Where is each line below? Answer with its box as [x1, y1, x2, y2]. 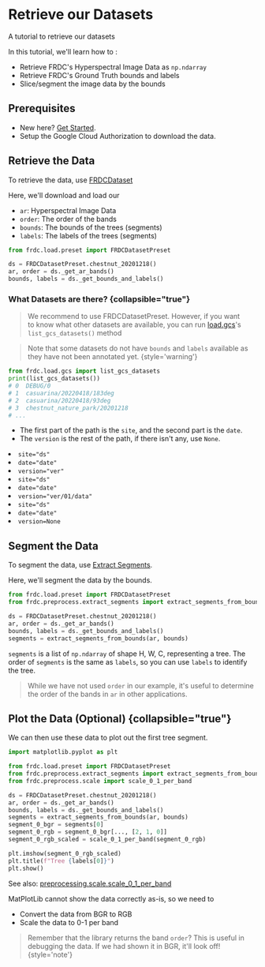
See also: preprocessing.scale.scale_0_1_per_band [8, 879, 172, 888]
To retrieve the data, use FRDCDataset [8, 175, 133, 185]
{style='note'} [27, 950, 73, 959]
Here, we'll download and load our [8, 190, 120, 200]
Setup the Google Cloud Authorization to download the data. [19, 131, 216, 141]
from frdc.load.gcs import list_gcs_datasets [8, 367, 160, 376]
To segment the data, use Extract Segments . [8, 560, 153, 570]
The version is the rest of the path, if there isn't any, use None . [19, 434, 221, 444]
